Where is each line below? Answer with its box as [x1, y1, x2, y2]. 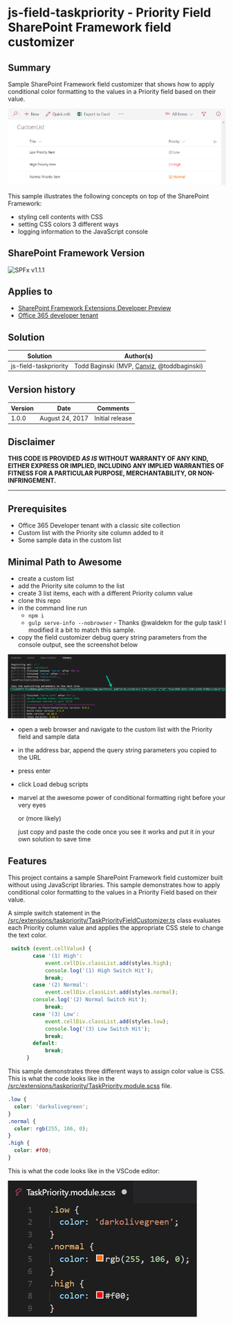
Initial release [94, 414, 132, 422]
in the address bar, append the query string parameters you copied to [17, 746, 217, 754]
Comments [97, 404, 130, 412]
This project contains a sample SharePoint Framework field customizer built [8, 873, 223, 882]
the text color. [8, 931, 48, 940]
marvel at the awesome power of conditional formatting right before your [17, 794, 226, 802]
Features [8, 855, 47, 867]
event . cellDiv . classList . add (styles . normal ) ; [44, 989, 178, 996]
